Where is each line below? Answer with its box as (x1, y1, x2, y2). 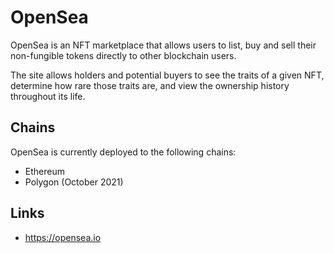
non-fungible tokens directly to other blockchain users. (10, 49, 237, 61)
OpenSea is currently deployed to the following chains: (10, 146, 237, 158)
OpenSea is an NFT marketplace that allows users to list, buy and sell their (10, 39, 317, 51)
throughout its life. (10, 90, 86, 102)
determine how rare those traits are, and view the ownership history (10, 79, 290, 91)
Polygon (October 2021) (24, 176, 124, 188)
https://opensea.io (24, 231, 102, 243)
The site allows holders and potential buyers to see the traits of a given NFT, (10, 69, 325, 81)
